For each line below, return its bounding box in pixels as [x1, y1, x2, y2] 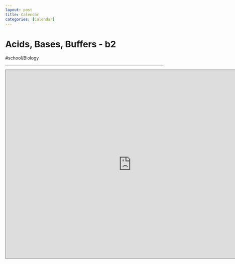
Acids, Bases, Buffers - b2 [5, 38, 116, 50]
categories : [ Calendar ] [5, 17, 55, 22]
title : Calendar [5, 12, 39, 17]
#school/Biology [5, 55, 39, 61]
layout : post [5, 7, 33, 13]
